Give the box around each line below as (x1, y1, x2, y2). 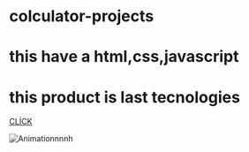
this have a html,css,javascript (9, 47, 240, 67)
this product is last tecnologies (9, 87, 241, 107)
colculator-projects (9, 6, 155, 27)
